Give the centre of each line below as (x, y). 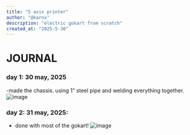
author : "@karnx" (28, 17)
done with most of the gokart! (52, 126)
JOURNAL (32, 58)
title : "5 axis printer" (37, 12)
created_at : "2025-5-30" (37, 29)
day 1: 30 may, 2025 (36, 77)
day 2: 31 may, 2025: (37, 112)
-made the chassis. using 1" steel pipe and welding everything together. (95, 90)
